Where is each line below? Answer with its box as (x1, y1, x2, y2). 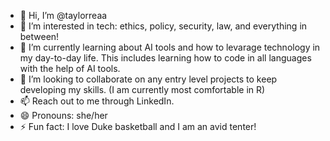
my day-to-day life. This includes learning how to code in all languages (19, 52, 312, 64)
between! (19, 31, 60, 42)
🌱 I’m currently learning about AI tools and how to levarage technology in (19, 41, 321, 53)
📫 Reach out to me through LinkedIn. (19, 95, 175, 107)
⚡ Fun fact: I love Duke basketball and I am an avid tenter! (19, 121, 257, 132)
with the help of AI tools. (19, 63, 121, 74)
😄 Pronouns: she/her (19, 110, 108, 121)
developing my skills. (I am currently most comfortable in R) (19, 84, 266, 95)
